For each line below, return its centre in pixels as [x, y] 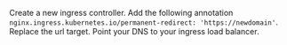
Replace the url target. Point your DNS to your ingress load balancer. [134, 31]
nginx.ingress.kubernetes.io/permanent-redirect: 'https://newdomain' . [143, 22]
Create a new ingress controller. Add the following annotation [121, 13]
